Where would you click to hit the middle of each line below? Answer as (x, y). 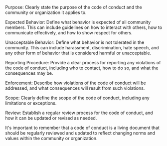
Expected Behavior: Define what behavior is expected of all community (78, 22)
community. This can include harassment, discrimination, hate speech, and (82, 48)
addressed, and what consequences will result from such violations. (75, 88)
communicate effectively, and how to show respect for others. (69, 33)
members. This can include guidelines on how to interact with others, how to (84, 27)
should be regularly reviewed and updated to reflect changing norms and (80, 133)
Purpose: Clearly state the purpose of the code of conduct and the (74, 7)
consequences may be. (29, 73)
